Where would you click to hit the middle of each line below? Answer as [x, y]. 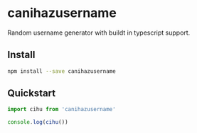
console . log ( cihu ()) [38, 122]
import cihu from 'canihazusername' [62, 110]
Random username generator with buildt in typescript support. [99, 33]
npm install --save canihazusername [62, 71]
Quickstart [32, 93]
